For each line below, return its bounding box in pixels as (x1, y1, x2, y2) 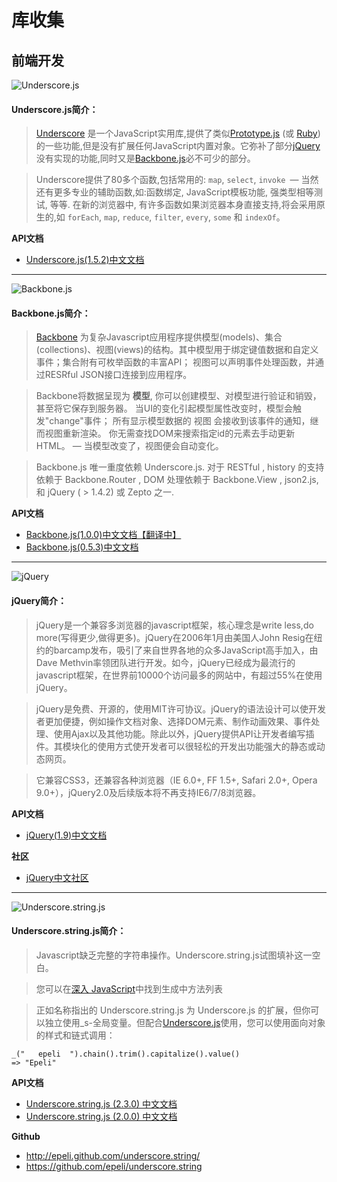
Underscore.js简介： (11, 103, 99, 115)
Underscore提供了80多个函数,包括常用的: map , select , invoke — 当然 (35, 174, 319, 186)
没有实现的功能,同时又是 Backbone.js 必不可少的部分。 (35, 152, 256, 165)
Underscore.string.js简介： (11, 925, 127, 937)
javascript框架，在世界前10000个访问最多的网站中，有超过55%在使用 (35, 669, 323, 681)
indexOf (244, 213, 277, 223)
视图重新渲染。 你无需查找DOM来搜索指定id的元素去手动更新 (44, 427, 296, 440)
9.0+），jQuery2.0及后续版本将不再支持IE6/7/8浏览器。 (35, 786, 262, 798)
